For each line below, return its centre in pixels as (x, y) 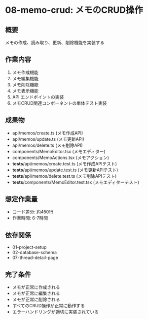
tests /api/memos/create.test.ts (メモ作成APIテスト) (65, 163)
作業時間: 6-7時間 (30, 218)
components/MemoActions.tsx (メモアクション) (61, 158)
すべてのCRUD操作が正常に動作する (49, 306)
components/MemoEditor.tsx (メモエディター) (59, 151)
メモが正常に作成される (36, 287)
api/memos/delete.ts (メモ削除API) (47, 145)
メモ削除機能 (25, 85)
